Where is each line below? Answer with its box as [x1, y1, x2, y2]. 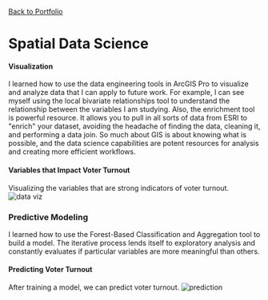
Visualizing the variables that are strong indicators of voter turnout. [8, 183, 230, 192]
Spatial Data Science [8, 35, 150, 53]
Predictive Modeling [8, 211, 89, 223]
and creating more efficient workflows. [8, 147, 136, 156]
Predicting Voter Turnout [8, 265, 93, 274]
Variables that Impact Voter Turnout [8, 165, 130, 175]
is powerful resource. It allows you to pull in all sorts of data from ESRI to [8, 113, 248, 123]
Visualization [8, 61, 54, 71]
